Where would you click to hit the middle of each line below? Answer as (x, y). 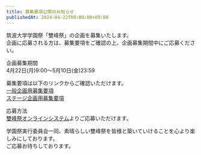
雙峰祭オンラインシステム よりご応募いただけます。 (69, 118)
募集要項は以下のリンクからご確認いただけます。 (67, 83)
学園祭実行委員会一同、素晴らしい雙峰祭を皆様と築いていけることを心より (98, 131)
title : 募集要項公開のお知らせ (40, 12)
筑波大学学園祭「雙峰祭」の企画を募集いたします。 (69, 35)
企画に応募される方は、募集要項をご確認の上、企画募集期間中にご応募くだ (98, 42)
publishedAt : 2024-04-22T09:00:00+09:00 (58, 17)
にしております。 (37, 138)
